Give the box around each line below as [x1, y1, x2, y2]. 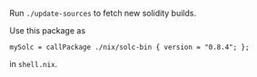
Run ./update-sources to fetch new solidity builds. [9, 8, 197, 18]
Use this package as [9, 25, 86, 35]
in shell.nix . [9, 59, 58, 69]
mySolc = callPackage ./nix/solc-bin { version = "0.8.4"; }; [9, 43, 250, 52]
